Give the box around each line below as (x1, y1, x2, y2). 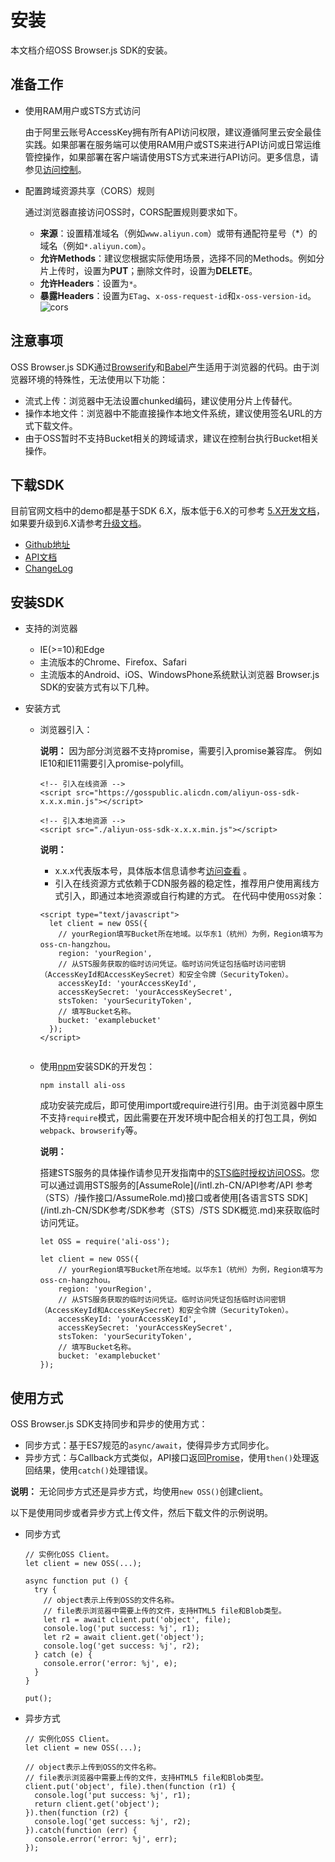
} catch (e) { (34, 1650, 93, 1660)
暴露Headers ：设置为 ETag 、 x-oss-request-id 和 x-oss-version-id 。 (39, 289, 317, 301)
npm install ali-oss (39, 1081, 126, 1091)
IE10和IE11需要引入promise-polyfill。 (39, 757, 190, 770)
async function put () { (24, 1576, 129, 1586)
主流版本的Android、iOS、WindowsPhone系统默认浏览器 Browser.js (39, 669, 320, 681)
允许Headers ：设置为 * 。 (39, 277, 143, 289)
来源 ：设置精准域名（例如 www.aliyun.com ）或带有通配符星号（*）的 (39, 227, 318, 239)
